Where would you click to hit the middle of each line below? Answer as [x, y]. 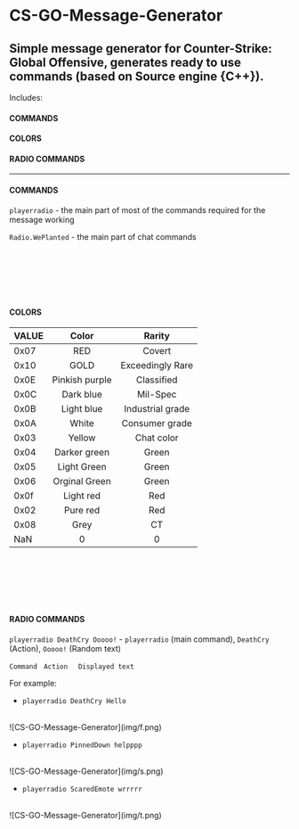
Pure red [82, 510]
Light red [82, 496]
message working [42, 219]
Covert [157, 350]
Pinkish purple [82, 380]
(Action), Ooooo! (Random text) [65, 648]
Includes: [26, 98]
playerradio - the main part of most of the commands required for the [137, 209]
